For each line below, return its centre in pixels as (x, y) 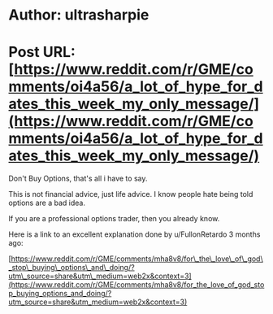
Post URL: (42, 52)
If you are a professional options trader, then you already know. (114, 219)
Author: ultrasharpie (79, 15)
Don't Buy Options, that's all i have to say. (78, 179)
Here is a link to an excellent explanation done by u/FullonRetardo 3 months (134, 234)
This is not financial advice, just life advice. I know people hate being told (131, 194)
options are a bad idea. (47, 203)
